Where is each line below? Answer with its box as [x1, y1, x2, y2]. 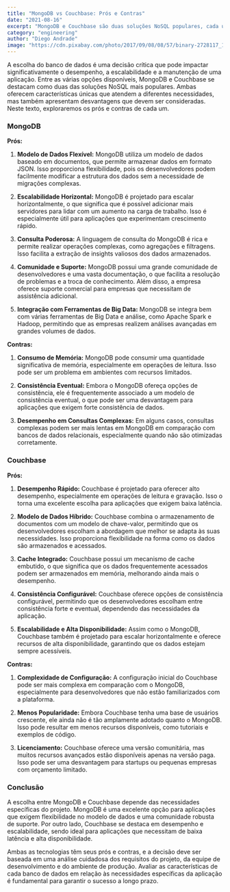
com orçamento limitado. [16, 765, 88, 773]
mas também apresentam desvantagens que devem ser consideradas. [7, 97, 206, 105]
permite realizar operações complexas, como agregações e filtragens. [16, 243, 216, 251]
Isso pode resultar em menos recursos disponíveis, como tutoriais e [16, 723, 209, 731]
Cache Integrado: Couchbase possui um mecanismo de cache [16, 554, 195, 562]
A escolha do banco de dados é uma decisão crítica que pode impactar [7, 61, 209, 69]
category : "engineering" [7, 29, 78, 36]
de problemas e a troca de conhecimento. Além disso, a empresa [16, 277, 201, 286]
